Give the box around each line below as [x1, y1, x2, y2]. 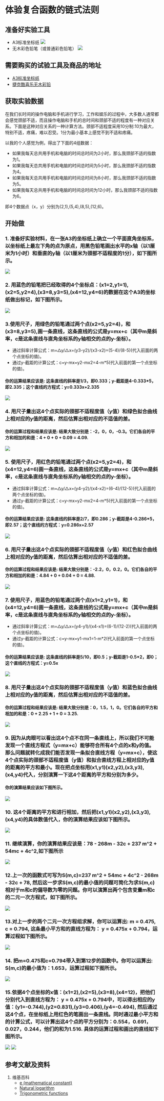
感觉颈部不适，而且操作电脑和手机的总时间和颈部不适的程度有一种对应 [9, 117, 150, 123]
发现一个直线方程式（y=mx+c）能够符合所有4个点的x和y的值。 [5, 742, 155, 749]
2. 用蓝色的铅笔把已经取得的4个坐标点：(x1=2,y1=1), [5, 281, 129, 288]
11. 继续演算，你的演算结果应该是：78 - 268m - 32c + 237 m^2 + [5, 840, 157, 847]
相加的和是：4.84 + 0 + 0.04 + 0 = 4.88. [13, 573, 96, 578]
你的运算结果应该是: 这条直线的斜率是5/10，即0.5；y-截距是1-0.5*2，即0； [5, 654, 158, 660]
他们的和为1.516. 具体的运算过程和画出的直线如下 [43, 1026, 159, 1032]
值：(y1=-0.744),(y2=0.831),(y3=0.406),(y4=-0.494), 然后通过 [5, 1003, 158, 1010]
